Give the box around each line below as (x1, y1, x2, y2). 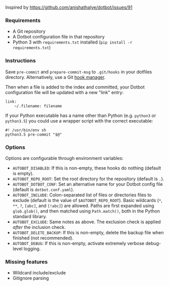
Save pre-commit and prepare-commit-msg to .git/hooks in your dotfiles (5, 68, 152, 75)
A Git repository (12, 28, 46, 34)
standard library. (12, 213, 47, 219)
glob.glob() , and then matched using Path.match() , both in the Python (12, 208, 160, 214)
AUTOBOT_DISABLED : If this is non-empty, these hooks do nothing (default (12, 165, 161, 171)
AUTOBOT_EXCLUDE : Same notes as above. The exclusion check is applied (12, 219, 161, 225)
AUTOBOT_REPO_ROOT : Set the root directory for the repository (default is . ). (12, 176, 164, 182)
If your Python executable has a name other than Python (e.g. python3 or (5, 112, 156, 118)
